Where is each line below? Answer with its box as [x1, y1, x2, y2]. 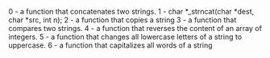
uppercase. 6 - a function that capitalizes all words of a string [8, 41, 213, 50]
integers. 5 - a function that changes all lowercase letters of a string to [8, 32, 243, 41]
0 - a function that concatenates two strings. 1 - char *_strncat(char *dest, [8, 7, 255, 16]
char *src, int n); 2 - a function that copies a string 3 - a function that [8, 15, 237, 25]
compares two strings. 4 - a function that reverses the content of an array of [8, 24, 262, 33]
